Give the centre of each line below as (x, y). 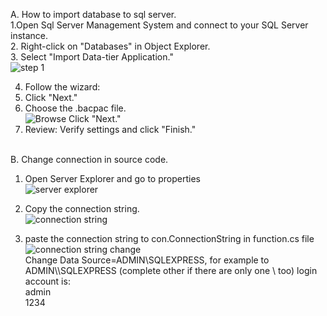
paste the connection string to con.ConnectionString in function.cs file (169, 238)
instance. (29, 35)
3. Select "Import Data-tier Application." (92, 57)
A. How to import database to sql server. (93, 14)
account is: (47, 281)
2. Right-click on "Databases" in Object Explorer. (110, 46)
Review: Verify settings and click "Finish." (110, 129)
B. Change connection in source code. (89, 159)
